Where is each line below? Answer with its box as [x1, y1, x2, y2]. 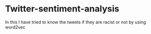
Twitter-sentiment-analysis [5, 3, 120, 14]
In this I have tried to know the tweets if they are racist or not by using [5, 19, 146, 25]
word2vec [5, 24, 25, 30]
